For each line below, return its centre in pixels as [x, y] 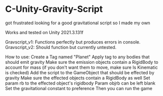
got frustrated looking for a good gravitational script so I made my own [78, 23]
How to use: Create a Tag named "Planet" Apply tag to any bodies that [78, 57]
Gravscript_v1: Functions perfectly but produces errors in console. [73, 42]
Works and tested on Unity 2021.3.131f [44, 32]
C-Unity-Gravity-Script [54, 9]
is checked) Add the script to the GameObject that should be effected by [80, 72]
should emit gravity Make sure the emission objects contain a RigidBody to [82, 62]
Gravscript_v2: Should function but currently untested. [61, 47]
